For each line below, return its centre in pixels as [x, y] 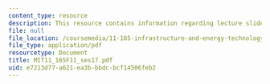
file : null [27, 30]
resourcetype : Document [48, 53]
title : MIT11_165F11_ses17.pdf [61, 61]
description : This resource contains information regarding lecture [125, 23]
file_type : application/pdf [55, 46]
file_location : [34, 38]
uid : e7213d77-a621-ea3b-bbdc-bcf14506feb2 [82, 68]
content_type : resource [48, 16]
